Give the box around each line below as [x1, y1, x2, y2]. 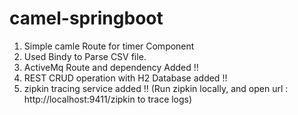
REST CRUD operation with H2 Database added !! [23, 72, 228, 84]
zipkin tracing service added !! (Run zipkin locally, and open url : [23, 82, 289, 94]
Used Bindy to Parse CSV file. [23, 50, 147, 62]
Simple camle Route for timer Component [23, 40, 195, 52]
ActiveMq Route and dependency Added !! [23, 61, 199, 73]
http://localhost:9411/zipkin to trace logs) [23, 93, 193, 105]
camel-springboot [9, 7, 164, 30]
